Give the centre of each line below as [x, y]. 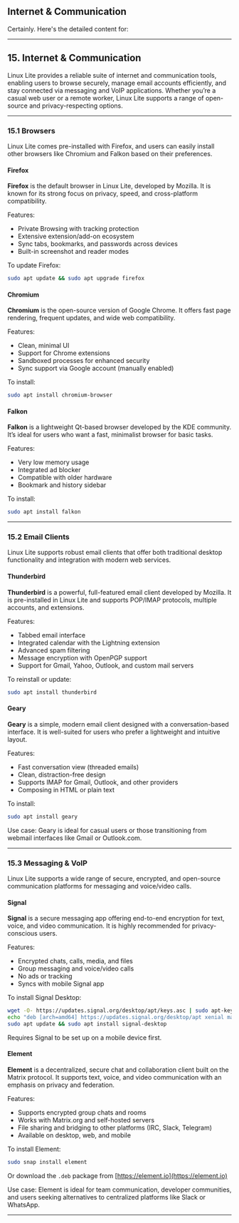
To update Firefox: [34, 265]
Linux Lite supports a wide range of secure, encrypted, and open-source [114, 878]
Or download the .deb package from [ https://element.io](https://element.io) [117, 1175]
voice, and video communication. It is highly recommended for [99, 926]
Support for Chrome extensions [64, 353]
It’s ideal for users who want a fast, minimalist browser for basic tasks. [110, 435]
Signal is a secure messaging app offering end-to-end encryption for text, [116, 918]
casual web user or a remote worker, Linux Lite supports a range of [106, 98]
